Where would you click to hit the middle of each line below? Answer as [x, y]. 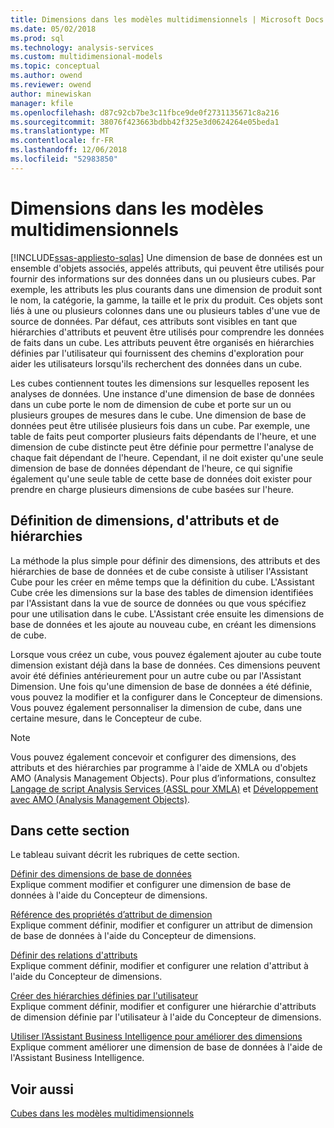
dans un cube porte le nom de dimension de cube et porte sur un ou [151, 404]
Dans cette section [70, 830]
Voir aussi [42, 1089]
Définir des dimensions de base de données [101, 874]
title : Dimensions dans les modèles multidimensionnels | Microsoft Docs [167, 19]
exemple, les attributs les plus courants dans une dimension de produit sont [166, 289]
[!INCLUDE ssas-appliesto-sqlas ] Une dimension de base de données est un [166, 257]
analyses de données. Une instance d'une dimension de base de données [162, 393]
